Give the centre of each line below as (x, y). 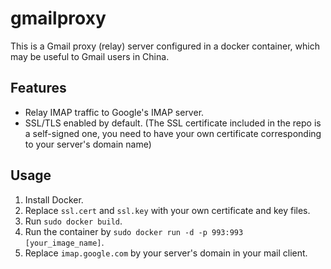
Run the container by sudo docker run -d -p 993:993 (134, 231)
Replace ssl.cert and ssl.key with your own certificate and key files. (167, 210)
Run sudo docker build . (73, 221)
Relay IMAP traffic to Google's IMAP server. (114, 112)
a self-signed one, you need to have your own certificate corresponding (173, 133)
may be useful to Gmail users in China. (90, 56)
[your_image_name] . (64, 242)
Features (38, 88)
